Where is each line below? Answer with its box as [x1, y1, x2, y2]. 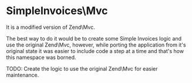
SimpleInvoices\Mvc [6, 4, 108, 18]
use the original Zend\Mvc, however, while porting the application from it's [6, 41, 186, 48]
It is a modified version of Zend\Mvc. [6, 24, 95, 31]
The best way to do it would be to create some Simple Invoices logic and [6, 35, 182, 42]
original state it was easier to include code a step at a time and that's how [6, 47, 184, 54]
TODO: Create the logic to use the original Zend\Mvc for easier [6, 65, 158, 72]
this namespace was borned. [6, 54, 76, 61]
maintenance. [6, 71, 39, 78]
